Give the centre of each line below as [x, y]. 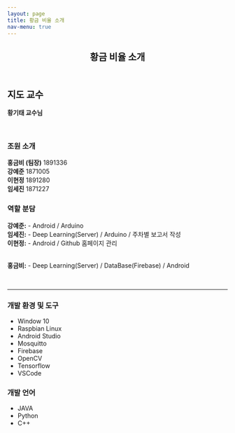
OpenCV [30, 359]
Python [28, 416]
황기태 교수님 [25, 113]
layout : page [26, 14]
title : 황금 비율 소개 [36, 20]
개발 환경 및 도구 [33, 305]
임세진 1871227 [28, 189]
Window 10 [33, 321]
